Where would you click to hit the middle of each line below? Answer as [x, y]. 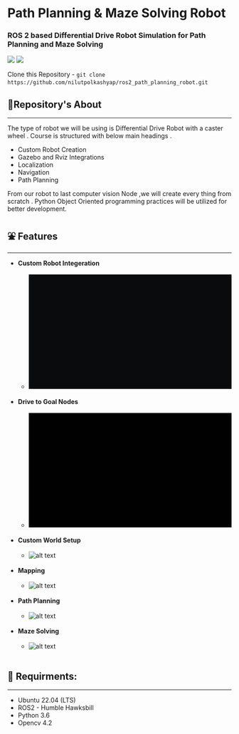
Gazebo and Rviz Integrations [61, 157]
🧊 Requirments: [42, 676]
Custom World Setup [49, 540]
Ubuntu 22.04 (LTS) [47, 701]
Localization [36, 165]
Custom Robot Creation [52, 150]
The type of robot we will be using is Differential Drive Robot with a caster [116, 128]
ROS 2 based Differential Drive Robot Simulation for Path [107, 36]
